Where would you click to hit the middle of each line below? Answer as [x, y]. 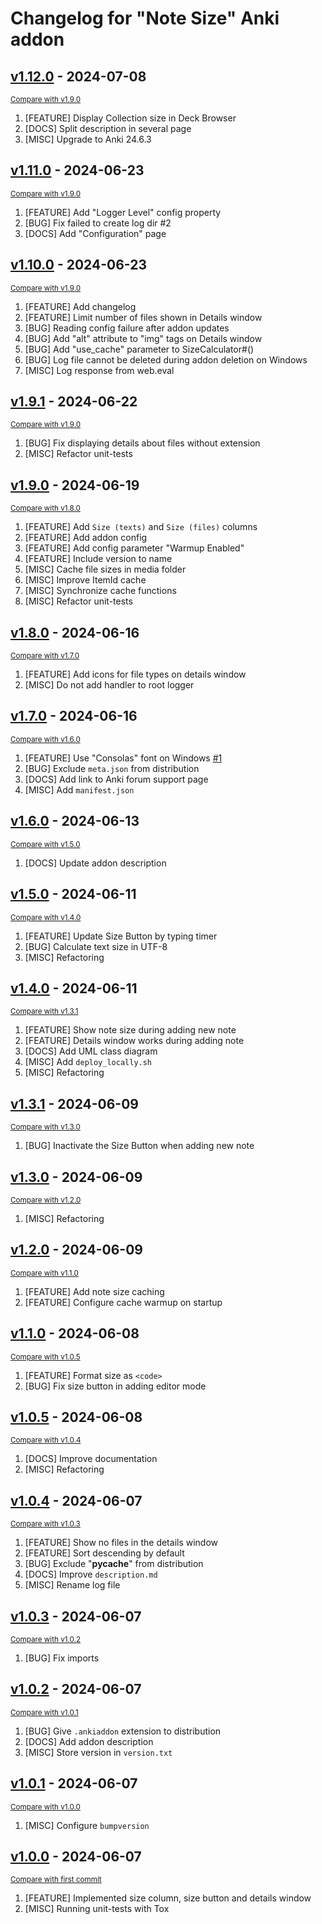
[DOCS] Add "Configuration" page [95, 233]
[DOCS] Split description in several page [108, 128]
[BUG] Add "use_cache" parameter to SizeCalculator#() [139, 349]
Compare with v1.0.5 [45, 1357]
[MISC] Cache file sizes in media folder [105, 569]
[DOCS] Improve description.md [91, 1574]
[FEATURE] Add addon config [86, 538]
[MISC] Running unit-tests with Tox [97, 1909]
